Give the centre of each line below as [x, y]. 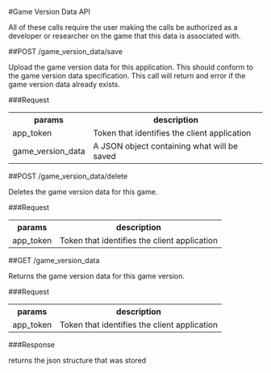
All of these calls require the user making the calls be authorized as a [123, 27]
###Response [31, 345]
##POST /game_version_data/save [66, 51]
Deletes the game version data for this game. [83, 192]
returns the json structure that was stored [77, 360]
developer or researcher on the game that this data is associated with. [125, 36]
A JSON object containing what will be [165, 146]
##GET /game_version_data [54, 260]
